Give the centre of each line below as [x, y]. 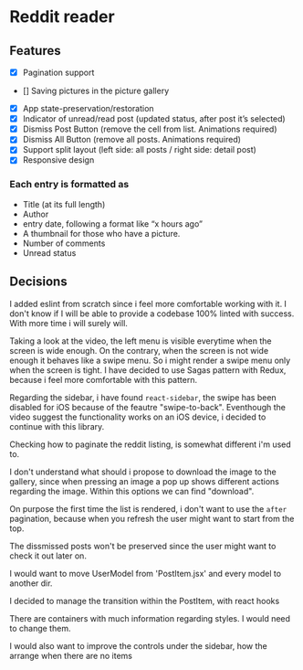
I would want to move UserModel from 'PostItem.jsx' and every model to [145, 573]
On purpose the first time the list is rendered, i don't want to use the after [148, 508]
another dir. [31, 583]
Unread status [49, 252]
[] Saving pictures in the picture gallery [96, 91]
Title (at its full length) [64, 204]
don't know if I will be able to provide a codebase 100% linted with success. [152, 314]
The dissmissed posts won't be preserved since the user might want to [143, 546]
